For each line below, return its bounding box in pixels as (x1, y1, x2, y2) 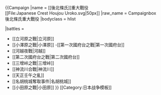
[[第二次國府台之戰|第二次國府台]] (12, 54, 80, 60)
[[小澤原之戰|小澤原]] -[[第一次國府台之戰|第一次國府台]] (12, 42, 125, 48)
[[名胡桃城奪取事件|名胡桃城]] (12, 78, 72, 84)
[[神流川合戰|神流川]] (12, 66, 54, 72)
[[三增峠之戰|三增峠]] (12, 60, 54, 66)
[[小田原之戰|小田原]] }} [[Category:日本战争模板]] (12, 85, 112, 90)
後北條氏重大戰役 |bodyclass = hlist (5, 16, 76, 21)
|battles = (5, 26, 24, 31)
